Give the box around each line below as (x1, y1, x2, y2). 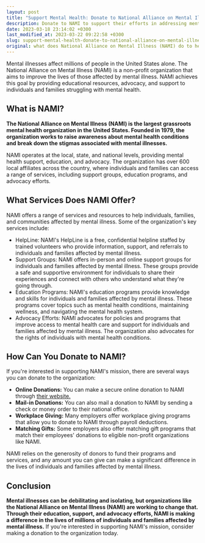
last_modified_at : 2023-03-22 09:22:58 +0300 (6, 32, 124, 38)
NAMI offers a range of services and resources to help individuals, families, (6, 211, 196, 219)
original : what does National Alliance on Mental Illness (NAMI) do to (6, 43, 192, 50)
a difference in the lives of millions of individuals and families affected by (6, 517, 195, 524)
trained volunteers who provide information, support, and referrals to (15, 242, 189, 250)
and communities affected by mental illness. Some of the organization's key (6, 218, 197, 225)
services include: (6, 224, 49, 231)
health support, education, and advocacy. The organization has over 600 (6, 157, 190, 165)
